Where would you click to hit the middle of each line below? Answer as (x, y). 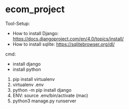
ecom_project (35, 9)
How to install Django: (36, 33)
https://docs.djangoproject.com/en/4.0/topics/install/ (68, 39)
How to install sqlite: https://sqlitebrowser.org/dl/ (64, 44)
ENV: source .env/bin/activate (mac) (50, 95)
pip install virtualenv (34, 79)
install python (27, 69)
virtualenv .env (28, 85)
